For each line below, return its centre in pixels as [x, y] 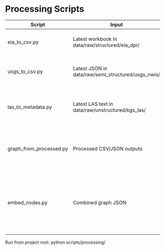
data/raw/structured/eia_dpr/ [106, 45]
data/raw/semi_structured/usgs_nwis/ [117, 75]
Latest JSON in [90, 68]
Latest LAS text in [93, 104]
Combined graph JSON [100, 202]
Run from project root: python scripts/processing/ [55, 242]
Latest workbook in [95, 39]
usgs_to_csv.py [25, 71]
